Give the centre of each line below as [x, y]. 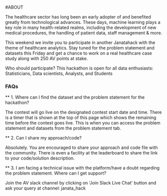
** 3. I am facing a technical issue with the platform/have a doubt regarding [83, 168]
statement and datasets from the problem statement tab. [63, 128]
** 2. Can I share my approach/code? [44, 138]
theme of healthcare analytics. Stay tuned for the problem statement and [80, 48]
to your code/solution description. [40, 158]
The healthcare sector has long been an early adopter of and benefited [78, 17]
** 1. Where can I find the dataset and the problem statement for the [75, 97]
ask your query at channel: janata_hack [45, 188]
